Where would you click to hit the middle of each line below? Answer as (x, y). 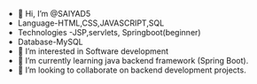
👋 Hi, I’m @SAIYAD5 (54, 14)
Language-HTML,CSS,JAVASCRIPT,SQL (91, 23)
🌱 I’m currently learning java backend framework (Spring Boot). (133, 61)
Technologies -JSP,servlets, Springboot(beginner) (109, 32)
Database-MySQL (51, 42)
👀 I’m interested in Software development (93, 51)
